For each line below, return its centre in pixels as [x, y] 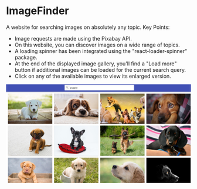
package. [26, 57]
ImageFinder [38, 11]
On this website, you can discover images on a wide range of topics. [97, 45]
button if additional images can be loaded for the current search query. [100, 69]
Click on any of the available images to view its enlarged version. [93, 76]
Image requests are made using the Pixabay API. [73, 38]
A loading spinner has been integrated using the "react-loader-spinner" [101, 51]
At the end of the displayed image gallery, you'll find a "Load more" [96, 64]
